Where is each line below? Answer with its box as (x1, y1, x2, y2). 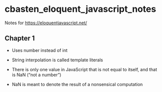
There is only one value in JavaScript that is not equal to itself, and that (11, 66, 158, 72)
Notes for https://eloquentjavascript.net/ (4, 20, 87, 26)
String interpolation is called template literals (11, 57, 103, 63)
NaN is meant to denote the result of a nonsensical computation (11, 81, 143, 87)
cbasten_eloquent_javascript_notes (4, 3, 157, 15)
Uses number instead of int (11, 47, 68, 53)
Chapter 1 (4, 34, 35, 43)
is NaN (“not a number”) (11, 72, 62, 78)
